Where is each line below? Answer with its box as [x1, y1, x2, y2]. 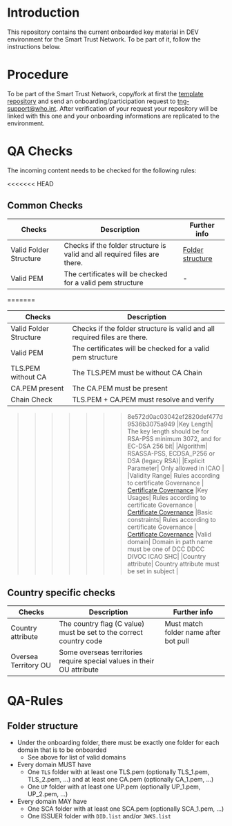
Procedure [7, 67, 69, 82]
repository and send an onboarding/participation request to [7, 97, 176, 105]
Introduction [7, 5, 80, 21]
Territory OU [10, 661, 52, 670]
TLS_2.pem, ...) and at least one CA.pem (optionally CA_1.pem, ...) [27, 775, 214, 784]
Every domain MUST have [17, 760, 92, 769]
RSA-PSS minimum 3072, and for [127, 434, 222, 442]
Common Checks [7, 199, 84, 212]
